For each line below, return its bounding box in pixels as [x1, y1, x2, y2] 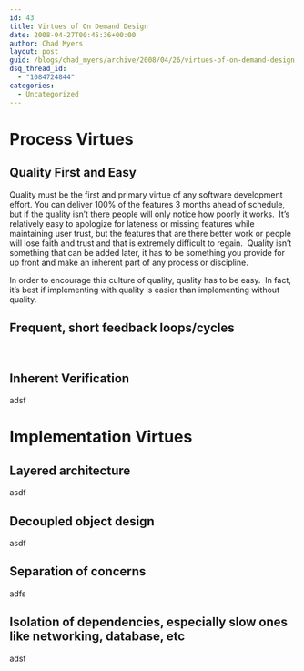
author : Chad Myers [9, 38, 84, 48]
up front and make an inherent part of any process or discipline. [9, 257, 248, 268]
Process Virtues [9, 128, 134, 149]
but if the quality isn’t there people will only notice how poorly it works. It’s [9, 208, 290, 219]
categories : [9, 81, 55, 90]
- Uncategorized [17, 89, 79, 98]
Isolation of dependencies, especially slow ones [9, 615, 289, 630]
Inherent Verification [9, 371, 130, 386]
